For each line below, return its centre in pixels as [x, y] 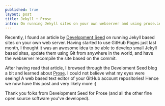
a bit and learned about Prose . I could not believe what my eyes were [75, 73]
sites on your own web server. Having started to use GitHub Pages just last [81, 43]
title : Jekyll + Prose [28, 19]
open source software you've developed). [47, 99]
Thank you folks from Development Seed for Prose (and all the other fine [79, 93]
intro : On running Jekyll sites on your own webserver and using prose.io [83, 23]
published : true [22, 10]
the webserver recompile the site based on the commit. [61, 58]
